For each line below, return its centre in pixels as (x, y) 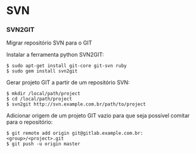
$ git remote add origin (38, 133)
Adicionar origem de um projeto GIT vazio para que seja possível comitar (98, 116)
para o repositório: (30, 122)
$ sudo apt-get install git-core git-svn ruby (67, 66)
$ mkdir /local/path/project (43, 94)
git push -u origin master (46, 144)
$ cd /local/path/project (39, 99)
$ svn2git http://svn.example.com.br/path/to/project (76, 104)
